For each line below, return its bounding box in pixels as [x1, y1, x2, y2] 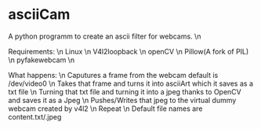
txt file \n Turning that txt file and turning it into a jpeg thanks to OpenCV [8, 87, 241, 96]
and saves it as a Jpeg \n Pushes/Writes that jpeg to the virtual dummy [8, 95, 237, 105]
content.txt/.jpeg [8, 112, 62, 121]
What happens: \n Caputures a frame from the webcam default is [8, 70, 219, 79]
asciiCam [8, 6, 71, 24]
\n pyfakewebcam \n [8, 55, 75, 64]
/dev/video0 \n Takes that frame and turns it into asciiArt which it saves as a [8, 79, 253, 88]
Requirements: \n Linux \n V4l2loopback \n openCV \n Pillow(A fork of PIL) [8, 46, 249, 56]
